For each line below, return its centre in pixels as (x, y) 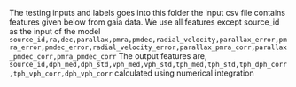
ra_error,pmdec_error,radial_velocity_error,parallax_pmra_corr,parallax (148, 47)
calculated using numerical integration (184, 73)
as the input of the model (55, 31)
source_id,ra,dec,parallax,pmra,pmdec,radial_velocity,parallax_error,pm (148, 40)
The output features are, (163, 56)
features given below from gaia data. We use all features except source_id (144, 22)
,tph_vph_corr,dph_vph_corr (61, 74)
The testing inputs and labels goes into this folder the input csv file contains (148, 13)
